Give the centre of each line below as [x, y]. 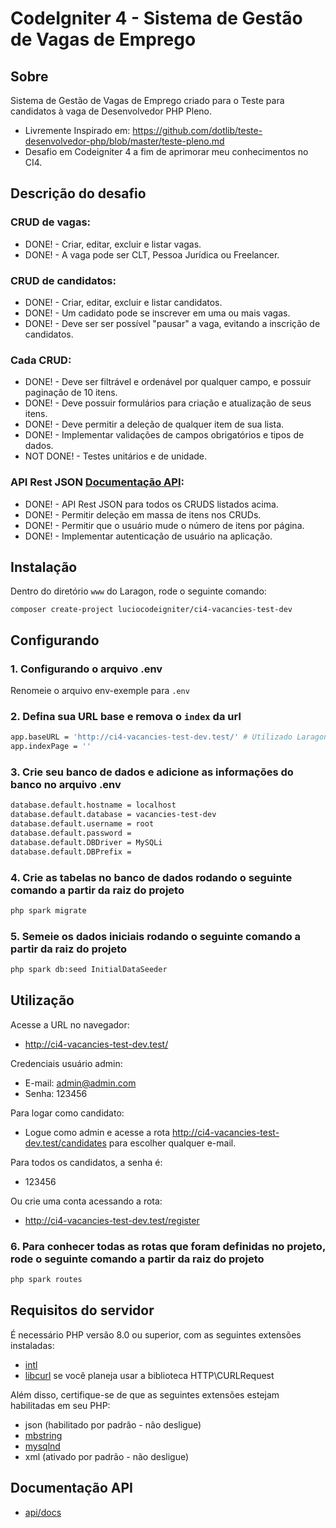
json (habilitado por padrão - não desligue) [113, 1424]
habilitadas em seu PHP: [60, 1405]
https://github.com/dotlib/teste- [197, 130]
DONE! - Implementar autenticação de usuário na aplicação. [148, 536]
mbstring [43, 1435]
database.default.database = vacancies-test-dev [113, 815]
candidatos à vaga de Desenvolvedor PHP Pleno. [111, 111]
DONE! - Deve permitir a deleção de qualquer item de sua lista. [154, 424]
